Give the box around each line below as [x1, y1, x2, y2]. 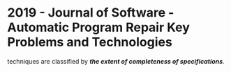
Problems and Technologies [7, 35, 172, 50]
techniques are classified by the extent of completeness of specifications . [7, 57, 225, 65]
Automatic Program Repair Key [7, 19, 191, 35]
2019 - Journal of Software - [7, 5, 174, 21]
